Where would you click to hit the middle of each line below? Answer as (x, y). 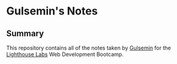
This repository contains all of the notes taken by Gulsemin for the (89, 48)
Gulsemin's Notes (52, 11)
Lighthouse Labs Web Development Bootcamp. (65, 54)
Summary (25, 34)
